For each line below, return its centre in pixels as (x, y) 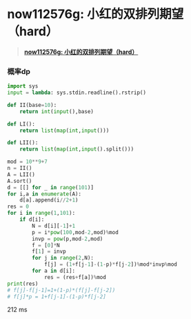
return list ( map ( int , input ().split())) (77, 149)
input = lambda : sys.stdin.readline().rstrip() (77, 93)
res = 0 (18, 207)
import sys (23, 86)
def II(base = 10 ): (32, 105)
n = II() (20, 168)
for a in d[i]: (54, 271)
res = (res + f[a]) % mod (75, 277)
